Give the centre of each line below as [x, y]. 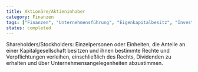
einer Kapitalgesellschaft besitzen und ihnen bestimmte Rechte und [88, 51]
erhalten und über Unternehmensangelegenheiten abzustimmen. [85, 63]
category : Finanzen [30, 17]
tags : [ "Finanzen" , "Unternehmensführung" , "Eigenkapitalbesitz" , [89, 22]
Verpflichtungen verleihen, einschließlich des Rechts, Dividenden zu [89, 57]
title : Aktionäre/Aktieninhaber [46, 11]
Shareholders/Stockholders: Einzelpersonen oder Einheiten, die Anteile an [96, 44]
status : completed [29, 28]
